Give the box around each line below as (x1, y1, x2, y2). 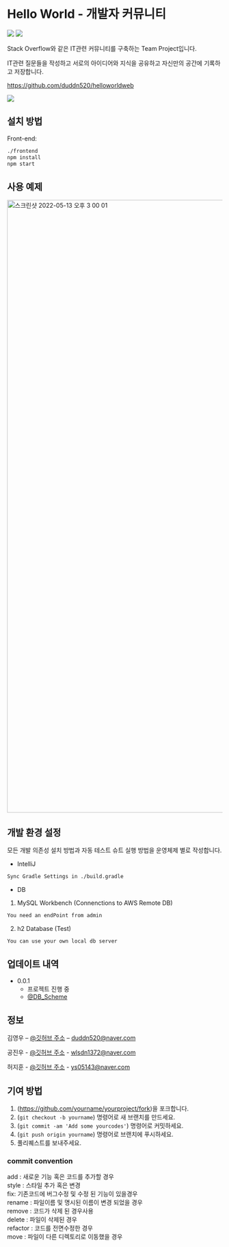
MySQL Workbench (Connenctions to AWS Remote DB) (16, 899, 173, 907)
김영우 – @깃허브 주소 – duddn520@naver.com (7, 1034, 136, 1042)
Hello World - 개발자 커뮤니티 (7, 6, 166, 22)
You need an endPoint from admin (7, 912, 103, 919)
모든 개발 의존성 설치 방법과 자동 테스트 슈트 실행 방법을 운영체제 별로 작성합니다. (7, 846, 222, 854)
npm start (7, 160, 36, 167)
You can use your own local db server (7, 937, 118, 945)
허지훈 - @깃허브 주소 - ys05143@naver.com (7, 1063, 131, 1072)
